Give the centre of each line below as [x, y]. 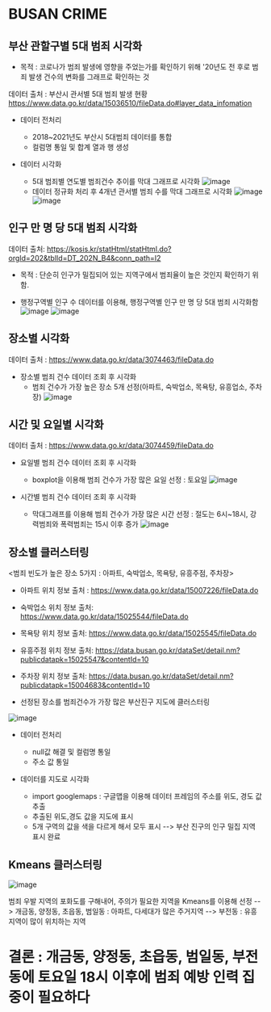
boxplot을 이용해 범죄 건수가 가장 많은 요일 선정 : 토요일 [119, 480]
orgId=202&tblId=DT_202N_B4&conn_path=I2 [85, 258]
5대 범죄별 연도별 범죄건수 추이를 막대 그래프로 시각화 [116, 181]
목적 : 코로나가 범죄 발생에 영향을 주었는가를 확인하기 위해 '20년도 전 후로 [135, 67]
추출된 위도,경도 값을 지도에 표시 [83, 817]
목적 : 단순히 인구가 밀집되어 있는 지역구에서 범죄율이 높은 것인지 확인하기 [135, 275]
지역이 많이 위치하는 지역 [47, 922]
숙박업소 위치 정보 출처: [57, 607]
